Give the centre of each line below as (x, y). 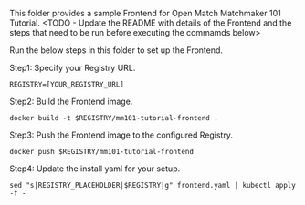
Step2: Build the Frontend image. (71, 101)
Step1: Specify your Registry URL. (73, 68)
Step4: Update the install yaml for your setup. (95, 169)
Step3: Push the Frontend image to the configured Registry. (121, 135)
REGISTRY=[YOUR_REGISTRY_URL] (67, 85)
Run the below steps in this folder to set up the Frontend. (116, 50)
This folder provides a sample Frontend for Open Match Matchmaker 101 (145, 13)
